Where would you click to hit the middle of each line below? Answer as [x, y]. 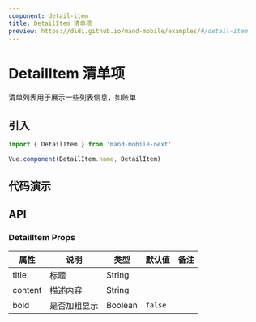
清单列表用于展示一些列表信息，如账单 [72, 97]
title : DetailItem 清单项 [50, 23]
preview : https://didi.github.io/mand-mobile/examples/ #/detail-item [128, 31]
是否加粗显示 [74, 306]
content [27, 290]
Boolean [122, 305]
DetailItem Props [42, 237]
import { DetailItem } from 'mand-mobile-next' [90, 145]
